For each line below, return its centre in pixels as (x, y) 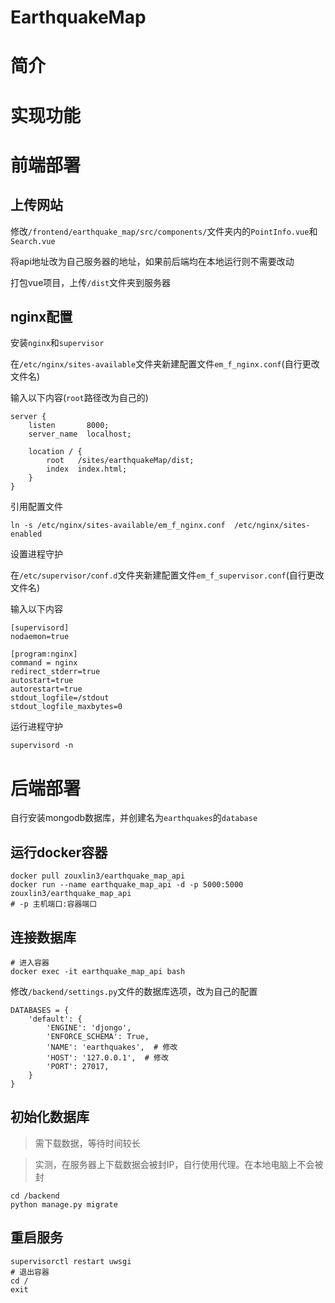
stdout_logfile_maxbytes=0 (66, 707)
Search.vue (33, 241)
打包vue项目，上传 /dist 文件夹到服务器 (91, 282)
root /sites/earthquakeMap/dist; (120, 461)
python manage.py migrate (64, 1204)
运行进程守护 (36, 727)
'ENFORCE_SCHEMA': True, (98, 1036)
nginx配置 (41, 316)
